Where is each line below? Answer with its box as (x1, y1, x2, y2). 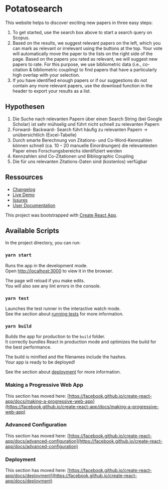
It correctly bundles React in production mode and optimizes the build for (5, 339, 156, 345)
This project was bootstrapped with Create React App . (5, 212, 118, 218)
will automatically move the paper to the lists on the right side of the (12, 51, 153, 57)
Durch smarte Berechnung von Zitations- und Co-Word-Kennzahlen (12, 137, 152, 143)
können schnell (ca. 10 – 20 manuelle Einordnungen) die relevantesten (12, 142, 157, 148)
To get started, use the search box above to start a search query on (12, 29, 152, 35)
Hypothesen (5, 102, 45, 111)
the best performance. (5, 344, 52, 350)
